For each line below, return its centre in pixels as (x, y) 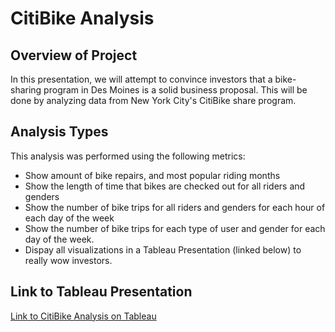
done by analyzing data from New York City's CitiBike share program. (153, 100)
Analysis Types (59, 132)
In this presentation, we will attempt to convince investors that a (141, 79)
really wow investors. (68, 260)
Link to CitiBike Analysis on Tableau (83, 316)
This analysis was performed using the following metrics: (128, 156)
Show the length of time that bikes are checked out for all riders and (165, 186)
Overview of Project (74, 55)
